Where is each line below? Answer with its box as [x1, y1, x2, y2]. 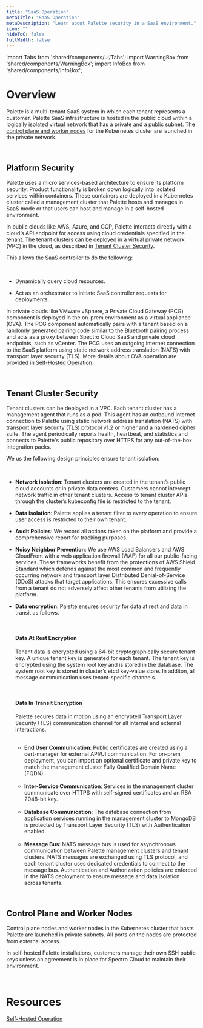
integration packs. [6, 443, 52, 450]
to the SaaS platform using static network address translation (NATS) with [6, 346, 190, 353]
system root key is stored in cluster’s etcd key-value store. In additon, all [15, 667, 196, 675]
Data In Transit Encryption [15, 699, 83, 707]
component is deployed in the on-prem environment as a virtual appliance [6, 313, 191, 321]
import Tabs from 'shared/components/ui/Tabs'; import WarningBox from [6, 54, 189, 61]
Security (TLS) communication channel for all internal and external [15, 719, 181, 726]
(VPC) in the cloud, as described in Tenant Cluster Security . [6, 242, 155, 249]
